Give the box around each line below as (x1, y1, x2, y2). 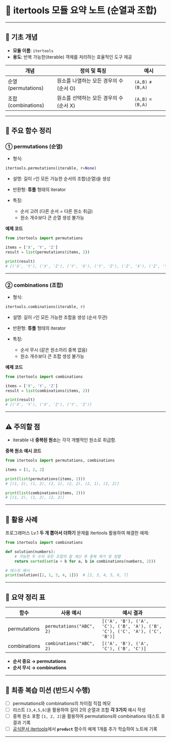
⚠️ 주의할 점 (5, 422, 40, 431)
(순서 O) (56, 85, 76, 92)
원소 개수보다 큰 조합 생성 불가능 (20, 353, 84, 359)
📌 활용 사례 (5, 515, 38, 524)
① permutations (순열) (5, 143, 63, 150)
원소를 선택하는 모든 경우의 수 (56, 94, 124, 101)
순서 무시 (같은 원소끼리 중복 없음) (20, 346, 88, 353)
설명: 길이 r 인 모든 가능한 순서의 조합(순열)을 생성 (12, 176, 111, 182)
